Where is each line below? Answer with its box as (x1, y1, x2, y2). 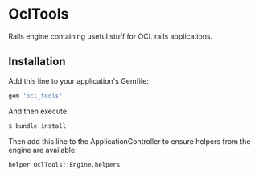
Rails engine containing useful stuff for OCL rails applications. (8, 31, 213, 41)
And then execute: (8, 106, 69, 116)
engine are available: (8, 145, 77, 154)
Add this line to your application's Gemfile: (8, 76, 149, 85)
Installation (8, 55, 66, 68)
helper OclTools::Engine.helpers (8, 160, 121, 169)
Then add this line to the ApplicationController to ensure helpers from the (8, 136, 251, 146)
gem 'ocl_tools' (8, 92, 63, 100)
